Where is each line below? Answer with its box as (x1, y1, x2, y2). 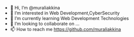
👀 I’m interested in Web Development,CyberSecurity (10, 10, 120, 16)
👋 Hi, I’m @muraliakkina (10, 5, 60, 10)
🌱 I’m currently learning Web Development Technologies (10, 15, 129, 21)
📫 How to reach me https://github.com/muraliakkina (10, 26, 121, 32)
